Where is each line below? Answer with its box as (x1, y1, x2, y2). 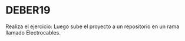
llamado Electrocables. (5, 29, 61, 36)
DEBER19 (5, 4, 51, 17)
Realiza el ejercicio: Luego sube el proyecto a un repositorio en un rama (5, 23, 180, 30)
